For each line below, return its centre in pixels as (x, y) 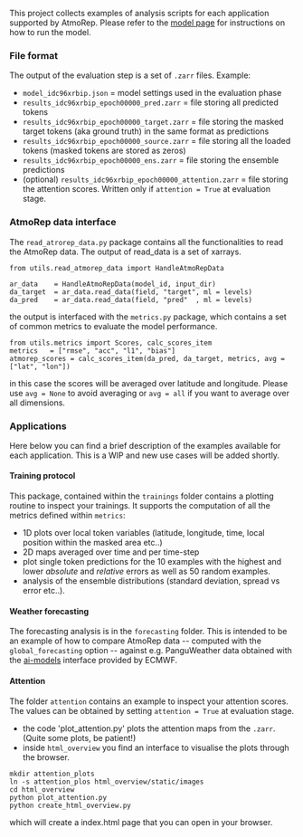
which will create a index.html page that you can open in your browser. (141, 822)
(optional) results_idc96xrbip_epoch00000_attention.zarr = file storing (155, 179)
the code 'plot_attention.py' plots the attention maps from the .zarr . (149, 728)
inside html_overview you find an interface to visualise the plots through (156, 747)
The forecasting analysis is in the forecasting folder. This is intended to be (148, 632)
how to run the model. (51, 32)
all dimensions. (38, 403)
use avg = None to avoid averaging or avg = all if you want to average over (149, 393)
